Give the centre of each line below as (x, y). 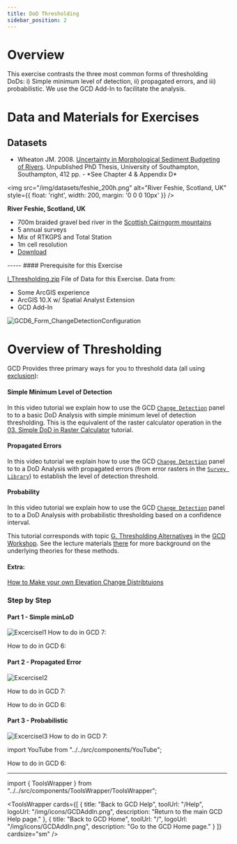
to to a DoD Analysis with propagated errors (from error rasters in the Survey (117, 468)
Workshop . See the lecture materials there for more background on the (109, 543)
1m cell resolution (42, 244)
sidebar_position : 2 (37, 20)
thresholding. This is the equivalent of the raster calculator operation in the (114, 422)
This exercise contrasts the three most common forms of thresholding (108, 74)
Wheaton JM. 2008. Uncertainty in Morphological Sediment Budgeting (118, 160)
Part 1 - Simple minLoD (41, 617)
